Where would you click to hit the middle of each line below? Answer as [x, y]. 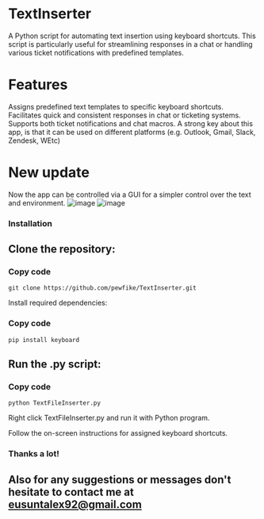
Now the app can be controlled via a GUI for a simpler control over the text [130, 194]
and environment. [37, 202]
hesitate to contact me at [71, 492]
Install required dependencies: [58, 303]
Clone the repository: [62, 250]
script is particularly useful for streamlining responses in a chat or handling [130, 44]
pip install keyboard [44, 340]
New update [49, 173]
